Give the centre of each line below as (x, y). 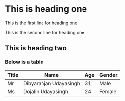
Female (108, 91)
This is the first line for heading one (41, 23)
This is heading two (36, 48)
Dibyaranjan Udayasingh (52, 83)
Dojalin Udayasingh (45, 91)
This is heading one (46, 9)
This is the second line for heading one (45, 32)
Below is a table (24, 62)
